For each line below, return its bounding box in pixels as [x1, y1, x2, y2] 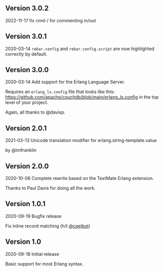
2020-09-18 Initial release [5, 251, 60, 257]
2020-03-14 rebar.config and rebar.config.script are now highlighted [5, 46, 155, 52]
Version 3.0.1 [5, 32, 47, 41]
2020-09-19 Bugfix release [5, 213, 62, 219]
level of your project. [5, 100, 48, 106]
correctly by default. [5, 51, 48, 57]
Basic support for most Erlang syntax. [5, 260, 84, 267]
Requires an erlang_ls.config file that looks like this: [5, 88, 115, 95]
